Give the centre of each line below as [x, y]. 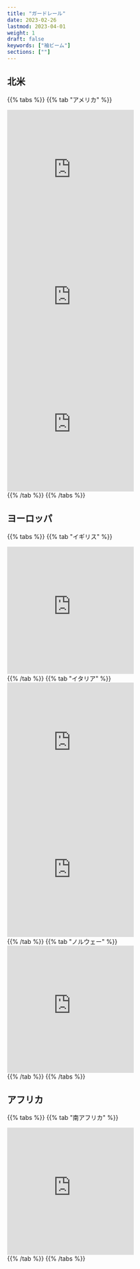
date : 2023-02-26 [32, 20]
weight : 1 [21, 33]
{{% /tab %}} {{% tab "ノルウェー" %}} [62, 941]
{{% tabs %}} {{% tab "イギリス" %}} [60, 536]
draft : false [26, 39]
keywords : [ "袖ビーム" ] [39, 46]
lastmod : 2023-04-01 [37, 26]
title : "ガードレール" [36, 13]
